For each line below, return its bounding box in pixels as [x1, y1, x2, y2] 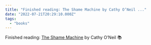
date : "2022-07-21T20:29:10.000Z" [5, 12, 76, 17]
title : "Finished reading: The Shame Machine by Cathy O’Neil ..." [5, 7, 147, 12]
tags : [5, 16, 16, 21]
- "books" [9, 21, 30, 26]
